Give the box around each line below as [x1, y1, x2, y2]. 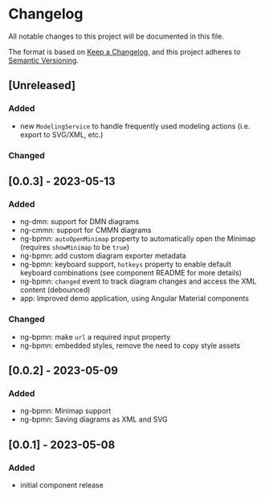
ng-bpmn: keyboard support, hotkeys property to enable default [19, 259, 231, 269]
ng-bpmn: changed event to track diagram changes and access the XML [19, 276, 257, 286]
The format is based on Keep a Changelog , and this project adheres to [8, 47, 241, 56]
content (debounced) [19, 285, 91, 295]
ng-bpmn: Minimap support [19, 406, 112, 416]
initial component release [19, 480, 104, 490]
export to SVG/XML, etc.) [19, 129, 104, 139]
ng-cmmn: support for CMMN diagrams [19, 226, 152, 235]
